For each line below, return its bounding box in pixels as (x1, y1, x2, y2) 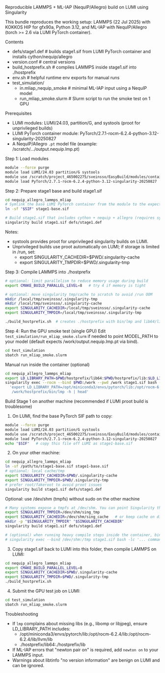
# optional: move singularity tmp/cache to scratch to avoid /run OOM (5, 292, 153, 297)
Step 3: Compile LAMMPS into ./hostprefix (5, 269, 91, 275)
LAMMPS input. (12, 652, 44, 658)
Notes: (5, 229, 19, 235)
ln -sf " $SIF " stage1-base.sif (5, 206, 69, 211)
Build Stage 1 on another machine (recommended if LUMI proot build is (5, 399, 148, 404)
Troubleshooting (5, 611, 38, 617)
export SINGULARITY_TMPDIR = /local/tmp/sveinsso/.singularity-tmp (5, 310, 141, 315)
